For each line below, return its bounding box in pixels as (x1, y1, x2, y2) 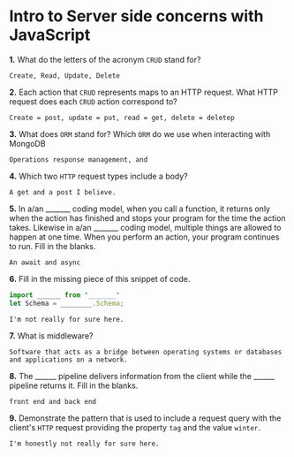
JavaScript (9, 25, 91, 45)
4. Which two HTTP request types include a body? (9, 171, 188, 181)
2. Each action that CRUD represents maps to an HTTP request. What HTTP (9, 87, 279, 97)
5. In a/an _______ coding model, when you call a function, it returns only (9, 203, 271, 214)
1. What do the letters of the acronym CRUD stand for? (9, 54, 201, 65)
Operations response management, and (9, 155, 148, 164)
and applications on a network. (9, 355, 128, 364)
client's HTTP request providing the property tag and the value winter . (9, 422, 261, 432)
